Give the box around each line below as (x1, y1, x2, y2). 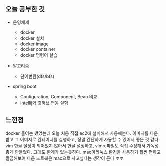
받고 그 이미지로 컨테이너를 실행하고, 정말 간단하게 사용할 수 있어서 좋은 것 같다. (5, 136, 160, 142)
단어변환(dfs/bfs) (20, 73, 55, 79)
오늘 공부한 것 (5, 5, 45, 14)
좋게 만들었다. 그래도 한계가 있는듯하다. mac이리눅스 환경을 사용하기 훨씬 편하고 (5, 149, 161, 155)
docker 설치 (20, 35, 44, 41)
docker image (20, 41, 49, 47)
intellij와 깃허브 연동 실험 (20, 100, 69, 106)
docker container (20, 46, 56, 52)
